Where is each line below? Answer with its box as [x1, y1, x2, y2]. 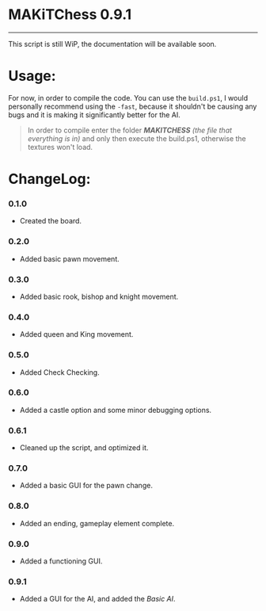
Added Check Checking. [19, 367, 101, 377]
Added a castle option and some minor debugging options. [19, 405, 212, 414]
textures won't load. [27, 142, 93, 151]
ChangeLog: [8, 170, 91, 188]
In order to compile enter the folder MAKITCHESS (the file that [27, 125, 232, 135]
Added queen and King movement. [19, 330, 134, 339]
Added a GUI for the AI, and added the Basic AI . [19, 594, 176, 604]
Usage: [8, 67, 57, 85]
